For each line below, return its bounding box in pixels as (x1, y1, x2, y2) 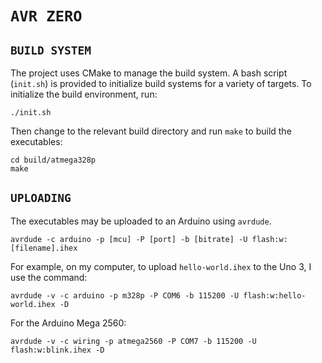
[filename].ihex (10, 243, 78, 253)
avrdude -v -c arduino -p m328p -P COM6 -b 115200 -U (10, 290, 240, 301)
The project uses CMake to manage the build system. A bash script (10, 67, 288, 79)
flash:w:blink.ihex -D (10, 345, 105, 355)
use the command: (10, 271, 88, 283)
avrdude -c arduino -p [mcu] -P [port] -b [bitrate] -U (10, 234, 248, 244)
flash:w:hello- (243, 290, 307, 301)
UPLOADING (10, 191, 72, 206)
